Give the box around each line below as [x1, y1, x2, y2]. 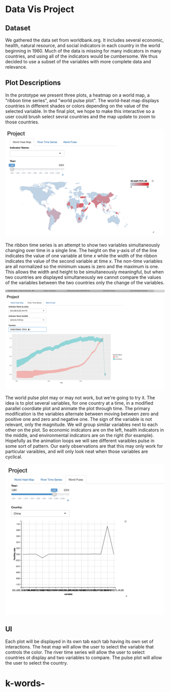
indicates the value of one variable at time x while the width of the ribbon [5, 253, 157, 259]
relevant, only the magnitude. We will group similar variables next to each [5, 421, 158, 428]
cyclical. [5, 454, 23, 460]
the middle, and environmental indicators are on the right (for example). [5, 433, 154, 439]
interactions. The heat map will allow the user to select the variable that [5, 643, 154, 650]
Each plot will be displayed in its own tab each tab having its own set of [5, 638, 154, 644]
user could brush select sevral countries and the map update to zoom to [5, 113, 156, 119]
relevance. [5, 64, 27, 70]
